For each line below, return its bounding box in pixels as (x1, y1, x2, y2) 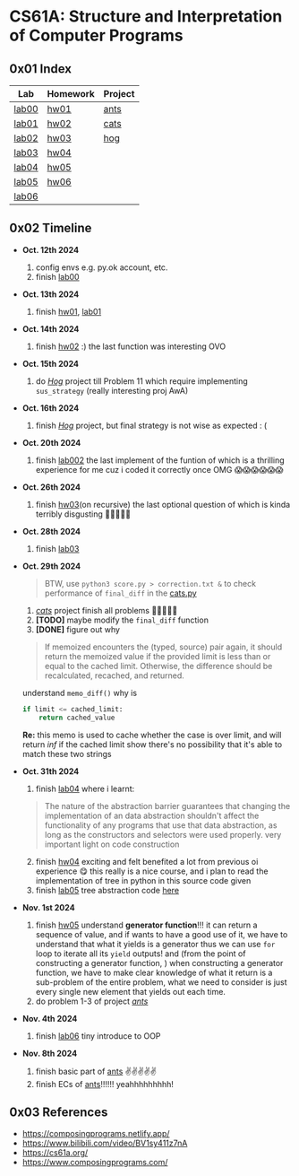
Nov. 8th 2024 (21, 1048, 78, 1058)
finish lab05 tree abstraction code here (35, 884, 180, 895)
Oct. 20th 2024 (21, 437, 81, 448)
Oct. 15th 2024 (21, 358, 79, 369)
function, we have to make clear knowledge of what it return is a (35, 967, 273, 978)
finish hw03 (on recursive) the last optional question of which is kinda (35, 499, 291, 510)
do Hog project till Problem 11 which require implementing (35, 375, 248, 387)
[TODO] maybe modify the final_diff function (35, 614, 209, 625)
